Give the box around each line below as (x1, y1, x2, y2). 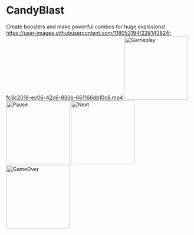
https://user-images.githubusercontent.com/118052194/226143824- (6, 29, 172, 36)
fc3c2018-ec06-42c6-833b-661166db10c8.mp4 (6, 94, 123, 101)
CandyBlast (6, 4, 65, 17)
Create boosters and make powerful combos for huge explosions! (6, 23, 166, 30)
